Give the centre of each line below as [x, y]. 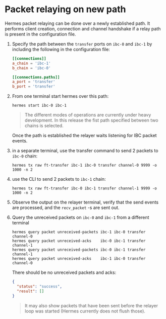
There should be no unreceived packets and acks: [64, 272]
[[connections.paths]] [36, 77]
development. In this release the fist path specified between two [91, 121]
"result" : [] [31, 291]
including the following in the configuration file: [61, 49]
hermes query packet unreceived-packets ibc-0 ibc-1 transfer [79, 250]
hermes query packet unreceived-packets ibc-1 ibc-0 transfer [79, 232]
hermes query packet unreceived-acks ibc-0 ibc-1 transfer [79, 241]
